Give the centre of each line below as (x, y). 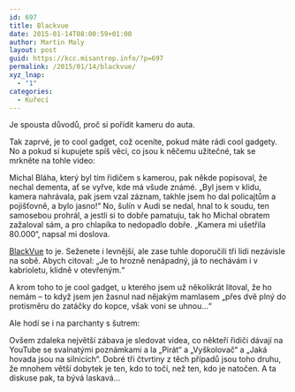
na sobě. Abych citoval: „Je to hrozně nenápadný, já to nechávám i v (134, 261)
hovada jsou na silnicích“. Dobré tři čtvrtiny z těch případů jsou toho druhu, (145, 359)
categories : (31, 91)
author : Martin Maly (47, 42)
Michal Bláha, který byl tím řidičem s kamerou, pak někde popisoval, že (138, 178)
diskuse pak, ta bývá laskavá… (65, 378)
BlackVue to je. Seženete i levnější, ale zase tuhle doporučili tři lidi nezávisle (147, 251)
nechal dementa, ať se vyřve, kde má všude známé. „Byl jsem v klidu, (136, 188)
